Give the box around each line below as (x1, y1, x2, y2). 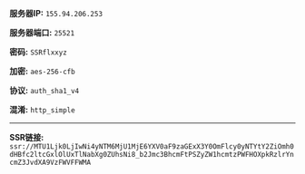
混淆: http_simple (9, 104, 75, 115)
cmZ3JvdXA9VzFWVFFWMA (9, 158, 92, 167)
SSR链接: (9, 132, 44, 142)
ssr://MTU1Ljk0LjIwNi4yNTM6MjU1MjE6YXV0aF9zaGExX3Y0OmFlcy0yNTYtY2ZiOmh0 (9, 142, 295, 151)
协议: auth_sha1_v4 (9, 85, 80, 95)
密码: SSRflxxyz (9, 46, 68, 57)
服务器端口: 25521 (9, 27, 75, 38)
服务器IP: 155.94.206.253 (9, 8, 103, 18)
